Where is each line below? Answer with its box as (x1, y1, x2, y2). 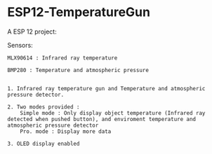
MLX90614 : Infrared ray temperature (7, 54, 118, 62)
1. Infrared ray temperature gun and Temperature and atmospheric (7, 85, 206, 92)
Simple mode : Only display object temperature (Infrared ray (20, 109, 206, 116)
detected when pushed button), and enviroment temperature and (7, 115, 197, 122)
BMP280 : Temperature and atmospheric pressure (7, 66, 150, 73)
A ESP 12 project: (7, 27, 58, 36)
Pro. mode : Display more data (20, 127, 112, 135)
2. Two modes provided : (7, 103, 80, 111)
